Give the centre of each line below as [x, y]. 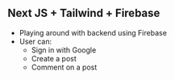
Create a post [54, 58]
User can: [35, 41]
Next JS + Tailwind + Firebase [84, 13]
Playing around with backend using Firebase [93, 32]
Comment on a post [64, 67]
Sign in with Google [64, 50]
